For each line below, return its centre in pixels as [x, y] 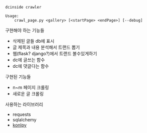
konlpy [19, 125]
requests [22, 114]
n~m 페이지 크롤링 [31, 87]
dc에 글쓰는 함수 [29, 60]
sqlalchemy [24, 120]
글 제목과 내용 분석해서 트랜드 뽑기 [46, 47]
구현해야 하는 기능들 [25, 30]
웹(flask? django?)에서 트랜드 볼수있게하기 [55, 53]
